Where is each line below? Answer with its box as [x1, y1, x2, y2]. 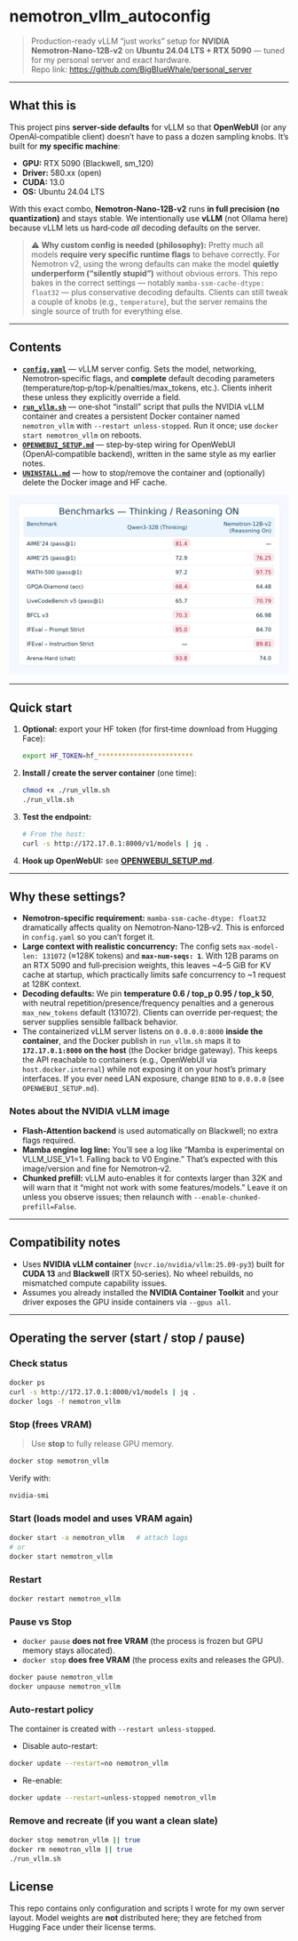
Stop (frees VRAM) [9, 1418, 92, 1431]
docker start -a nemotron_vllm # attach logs [9, 1534, 189, 1543]
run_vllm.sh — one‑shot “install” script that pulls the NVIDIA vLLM [21, 401, 264, 412]
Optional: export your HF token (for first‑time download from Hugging [21, 724, 278, 734]
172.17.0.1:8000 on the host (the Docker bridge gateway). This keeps [21, 1045, 278, 1055]
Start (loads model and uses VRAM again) [9, 1512, 193, 1524]
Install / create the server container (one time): [21, 767, 197, 779]
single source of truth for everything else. [30, 305, 184, 317]
